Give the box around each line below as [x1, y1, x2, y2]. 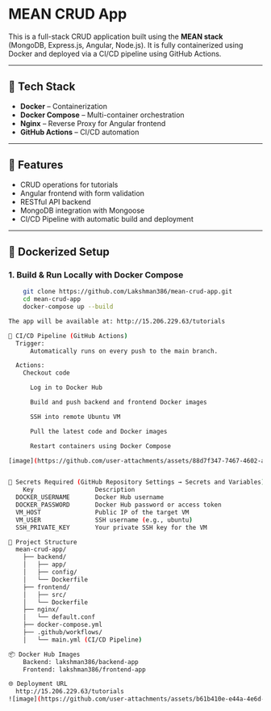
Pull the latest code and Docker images [29, 427, 168, 435]
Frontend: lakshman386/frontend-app [23, 665, 147, 674]
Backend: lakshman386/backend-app [23, 658, 139, 666]
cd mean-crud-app [23, 295, 81, 303]
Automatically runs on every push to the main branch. [29, 347, 219, 355]
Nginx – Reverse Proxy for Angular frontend [19, 118, 166, 128]
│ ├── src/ [23, 590, 67, 599]
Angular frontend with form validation [19, 188, 145, 198]
